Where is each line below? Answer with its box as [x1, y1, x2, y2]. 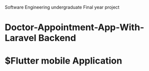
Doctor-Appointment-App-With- [5, 22, 144, 33]
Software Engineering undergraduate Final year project [5, 4, 120, 10]
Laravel [5, 32, 36, 44]
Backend [38, 32, 77, 44]
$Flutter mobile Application [5, 55, 123, 66]
